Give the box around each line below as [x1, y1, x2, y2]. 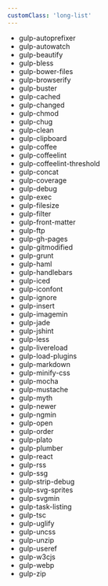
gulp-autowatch [18, 41, 70, 51]
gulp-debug [18, 184, 58, 193]
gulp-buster [18, 83, 58, 93]
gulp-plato [18, 435, 52, 444]
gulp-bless [18, 58, 54, 68]
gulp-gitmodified [18, 242, 74, 252]
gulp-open [18, 418, 53, 428]
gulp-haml [18, 259, 52, 269]
